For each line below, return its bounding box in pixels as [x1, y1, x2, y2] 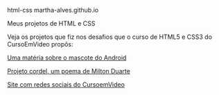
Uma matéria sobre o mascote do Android [7, 53, 127, 62]
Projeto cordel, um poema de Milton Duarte [7, 67, 130, 75]
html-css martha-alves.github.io [7, 6, 99, 14]
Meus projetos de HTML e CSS [7, 19, 96, 27]
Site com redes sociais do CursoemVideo [7, 80, 125, 89]
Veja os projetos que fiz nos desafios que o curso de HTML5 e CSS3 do [7, 33, 213, 41]
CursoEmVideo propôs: [7, 40, 74, 48]
